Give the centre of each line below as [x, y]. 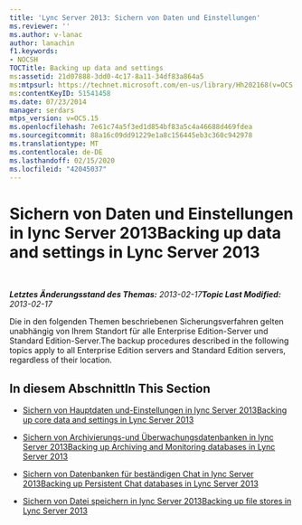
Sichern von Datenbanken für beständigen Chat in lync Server [138, 474]
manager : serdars [42, 110]
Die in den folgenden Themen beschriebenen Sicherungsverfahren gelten [147, 322]
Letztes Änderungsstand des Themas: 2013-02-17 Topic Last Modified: [146, 295]
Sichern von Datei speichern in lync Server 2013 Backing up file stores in [157, 502]
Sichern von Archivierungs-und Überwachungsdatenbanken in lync [148, 437]
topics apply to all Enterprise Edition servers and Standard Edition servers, [148, 351]
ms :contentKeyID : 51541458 [60, 93]
